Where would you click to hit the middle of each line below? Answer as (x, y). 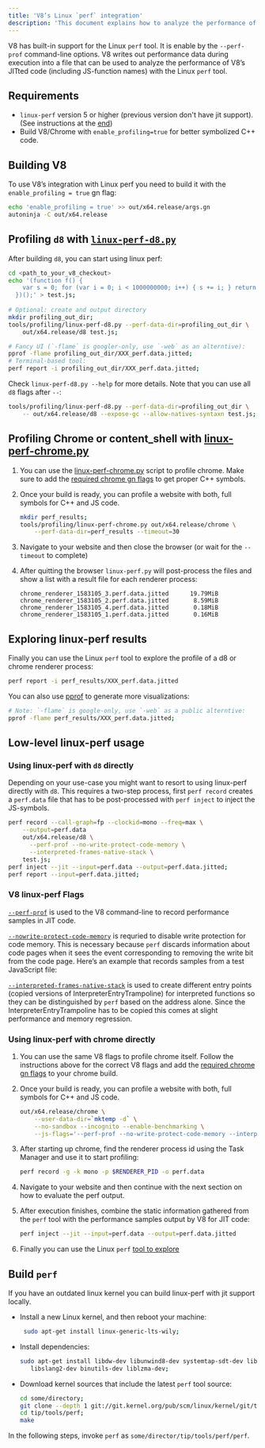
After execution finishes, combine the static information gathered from (134, 1211)
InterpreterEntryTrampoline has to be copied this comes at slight (113, 1010)
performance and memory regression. (70, 1019)
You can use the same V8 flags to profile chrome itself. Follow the (127, 1056)
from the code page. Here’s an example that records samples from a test (127, 961)
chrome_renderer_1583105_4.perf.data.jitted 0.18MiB (119, 608)
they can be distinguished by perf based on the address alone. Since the (127, 1002)
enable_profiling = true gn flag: (62, 193)
